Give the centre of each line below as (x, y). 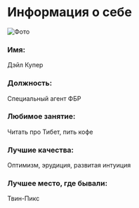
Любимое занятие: (41, 116)
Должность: (30, 83)
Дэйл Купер (25, 65)
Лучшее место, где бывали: (57, 183)
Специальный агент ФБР (44, 98)
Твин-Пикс (24, 199)
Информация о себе (69, 12)
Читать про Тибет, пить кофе (50, 132)
